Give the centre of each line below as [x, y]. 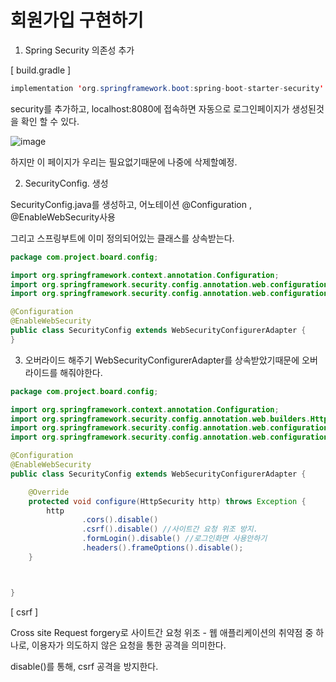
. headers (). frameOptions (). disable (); [162, 548]
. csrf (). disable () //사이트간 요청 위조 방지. [169, 529]
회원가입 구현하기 [77, 20]
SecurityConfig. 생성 [66, 183]
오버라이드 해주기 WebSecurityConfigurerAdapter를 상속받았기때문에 [162, 360]
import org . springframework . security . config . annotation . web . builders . [160, 419]
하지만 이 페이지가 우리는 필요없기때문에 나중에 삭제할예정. [124, 162]
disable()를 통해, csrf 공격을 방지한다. [84, 666]
